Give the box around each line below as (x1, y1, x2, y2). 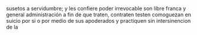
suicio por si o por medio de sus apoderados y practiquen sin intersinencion (6, 17, 191, 24)
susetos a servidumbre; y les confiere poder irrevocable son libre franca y (6, 5, 186, 12)
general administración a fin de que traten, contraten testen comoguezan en (6, 11, 192, 18)
